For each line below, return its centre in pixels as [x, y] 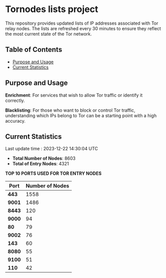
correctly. [15, 100]
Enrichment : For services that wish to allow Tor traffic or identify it [74, 95]
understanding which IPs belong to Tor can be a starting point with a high [81, 115]
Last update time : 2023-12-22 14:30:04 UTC [52, 149]
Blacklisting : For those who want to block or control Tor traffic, [70, 110]
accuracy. [16, 121]
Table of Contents [34, 50]
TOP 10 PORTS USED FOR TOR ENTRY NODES [53, 173]
